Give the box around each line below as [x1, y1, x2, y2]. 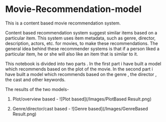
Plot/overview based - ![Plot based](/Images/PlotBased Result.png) [12, 96, 152, 102]
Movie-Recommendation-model [5, 3, 142, 15]
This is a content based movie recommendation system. [5, 20, 121, 26]
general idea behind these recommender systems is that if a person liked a [5, 45, 159, 51]
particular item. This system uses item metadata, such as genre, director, [5, 35, 156, 41]
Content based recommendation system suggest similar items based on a [5, 29, 157, 35]
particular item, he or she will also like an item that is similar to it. [5, 51, 138, 57]
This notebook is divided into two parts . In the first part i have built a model [5, 60, 161, 66]
